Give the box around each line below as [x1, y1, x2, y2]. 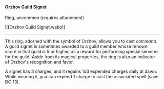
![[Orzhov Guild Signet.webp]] [5, 24, 65, 30]
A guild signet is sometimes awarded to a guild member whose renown [5, 44, 148, 49]
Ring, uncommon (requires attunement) [5, 15, 84, 21]
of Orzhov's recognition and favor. [5, 59, 74, 65]
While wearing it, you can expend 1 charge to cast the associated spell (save [5, 74, 159, 80]
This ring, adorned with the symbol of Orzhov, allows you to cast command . [5, 38, 158, 44]
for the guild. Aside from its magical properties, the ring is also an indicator [5, 54, 155, 60]
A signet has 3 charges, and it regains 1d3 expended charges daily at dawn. [5, 68, 157, 74]
